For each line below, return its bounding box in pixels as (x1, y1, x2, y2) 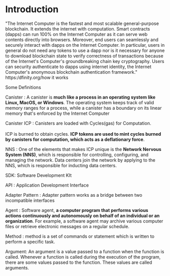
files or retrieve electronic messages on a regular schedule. (5, 223, 129, 229)
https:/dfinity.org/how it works (5, 74, 69, 80)
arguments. (5, 264, 29, 270)
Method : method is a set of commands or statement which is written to (5, 233, 155, 239)
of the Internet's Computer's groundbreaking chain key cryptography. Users (5, 58, 164, 64)
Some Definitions (5, 84, 42, 90)
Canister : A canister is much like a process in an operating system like (5, 94, 156, 100)
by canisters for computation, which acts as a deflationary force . (5, 136, 145, 142)
